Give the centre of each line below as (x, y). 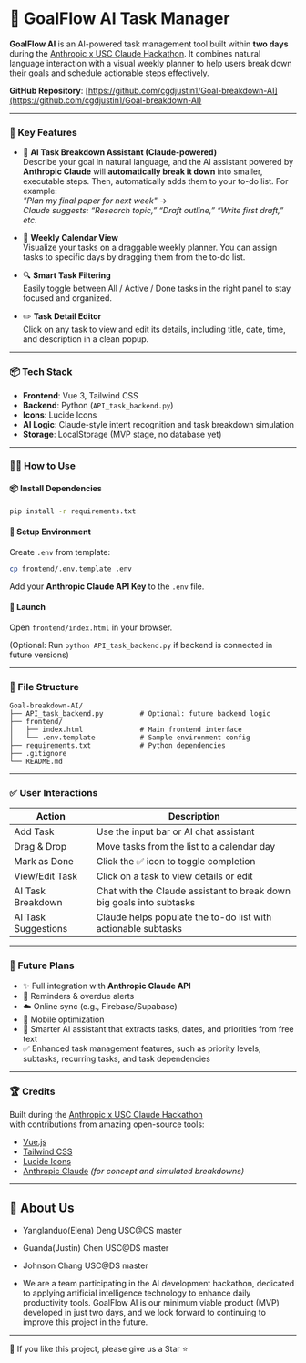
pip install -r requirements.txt (73, 511)
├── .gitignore (38, 754)
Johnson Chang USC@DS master (85, 1265)
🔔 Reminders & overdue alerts (78, 996)
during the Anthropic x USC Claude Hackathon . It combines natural (135, 53)
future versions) (40, 655)
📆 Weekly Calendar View (70, 238)
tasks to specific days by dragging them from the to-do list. (134, 257)
